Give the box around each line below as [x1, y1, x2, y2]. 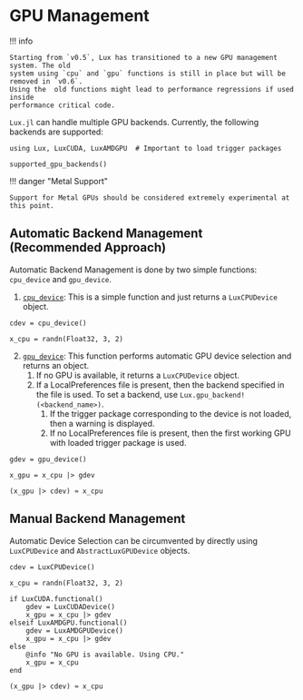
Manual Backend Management [9, 511, 186, 527]
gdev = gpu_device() [9, 455, 88, 464]
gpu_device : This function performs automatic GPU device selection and [22, 350, 292, 361]
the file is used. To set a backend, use [35, 389, 179, 399]
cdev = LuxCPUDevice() [9, 562, 95, 572]
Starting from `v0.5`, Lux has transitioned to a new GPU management [9, 53, 279, 62]
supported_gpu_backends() [9, 160, 107, 169]
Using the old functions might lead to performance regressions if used [9, 84, 295, 94]
